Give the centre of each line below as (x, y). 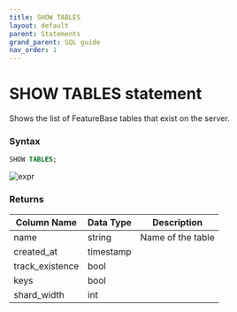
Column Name (46, 222)
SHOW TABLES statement (106, 94)
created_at (36, 251)
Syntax (25, 141)
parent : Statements (45, 34)
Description (177, 222)
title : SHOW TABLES (45, 17)
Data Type (110, 222)
